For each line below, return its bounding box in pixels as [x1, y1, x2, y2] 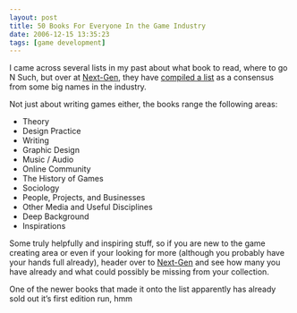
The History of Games [21, 173, 105, 184]
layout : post [9, 13, 58, 22]
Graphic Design [21, 145, 81, 156]
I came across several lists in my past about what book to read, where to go [9, 63, 288, 73]
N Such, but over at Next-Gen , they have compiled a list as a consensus [9, 72, 275, 83]
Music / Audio [21, 154, 74, 165]
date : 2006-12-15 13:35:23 [9, 30, 110, 38]
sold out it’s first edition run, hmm [9, 293, 132, 304]
